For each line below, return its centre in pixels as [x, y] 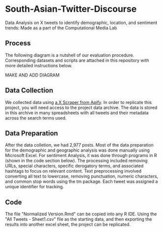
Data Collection [29, 90]
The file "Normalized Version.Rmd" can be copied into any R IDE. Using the [81, 214]
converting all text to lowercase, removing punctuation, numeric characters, [82, 176]
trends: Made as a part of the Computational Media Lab [61, 27]
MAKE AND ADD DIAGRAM [32, 75]
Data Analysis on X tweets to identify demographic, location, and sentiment [81, 23]
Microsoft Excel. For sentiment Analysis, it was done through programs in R [81, 155]
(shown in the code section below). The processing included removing [76, 161]
